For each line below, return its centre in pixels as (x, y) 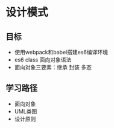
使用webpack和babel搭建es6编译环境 (61, 52)
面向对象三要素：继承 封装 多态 (53, 67)
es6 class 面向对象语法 (43, 60)
